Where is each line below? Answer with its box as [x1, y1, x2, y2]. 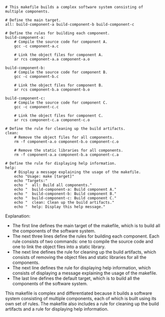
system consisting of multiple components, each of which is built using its [5, 296, 157, 301]
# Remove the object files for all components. [14, 135, 114, 140]
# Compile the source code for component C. [14, 100, 108, 105]
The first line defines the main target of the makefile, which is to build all [12, 223, 161, 228]
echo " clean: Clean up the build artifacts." [14, 200, 114, 205]
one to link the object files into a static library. [12, 244, 106, 250]
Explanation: [5, 213, 31, 219]
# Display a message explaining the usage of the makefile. [14, 170, 141, 175]
